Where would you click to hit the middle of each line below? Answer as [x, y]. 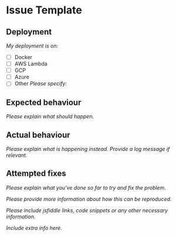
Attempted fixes [36, 174]
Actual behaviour [38, 135]
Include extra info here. [34, 228]
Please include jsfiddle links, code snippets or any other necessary [87, 210]
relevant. [17, 155]
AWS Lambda [31, 64]
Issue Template [44, 10]
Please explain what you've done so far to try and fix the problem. [86, 187]
